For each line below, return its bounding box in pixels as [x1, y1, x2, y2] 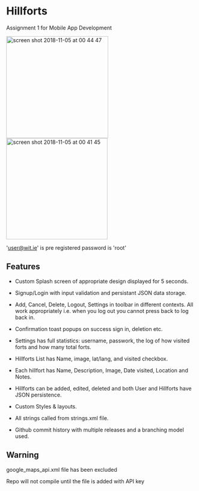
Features [6, 262, 40, 272]
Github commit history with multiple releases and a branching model [14, 426, 185, 433]
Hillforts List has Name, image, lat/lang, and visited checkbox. [14, 355, 168, 362]
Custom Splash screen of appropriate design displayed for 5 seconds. [14, 277, 189, 285]
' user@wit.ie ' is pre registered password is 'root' [6, 244, 127, 251]
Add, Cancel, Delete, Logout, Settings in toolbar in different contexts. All [14, 301, 194, 308]
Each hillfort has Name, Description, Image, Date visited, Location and [14, 366, 188, 374]
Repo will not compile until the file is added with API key [6, 477, 145, 485]
